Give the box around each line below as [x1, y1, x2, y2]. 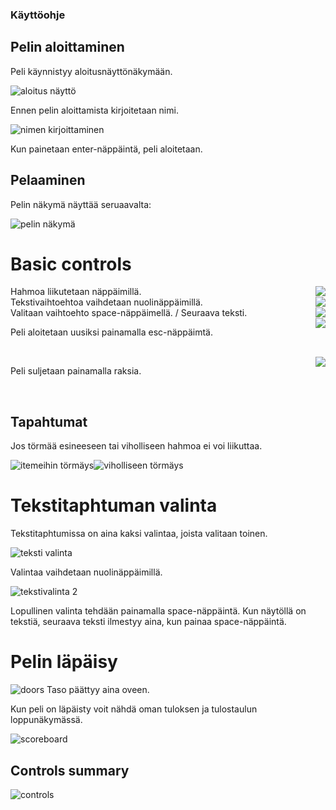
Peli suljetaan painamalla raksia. [10, 365, 142, 377]
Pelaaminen [10, 172, 86, 189]
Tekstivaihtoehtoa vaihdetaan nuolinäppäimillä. [10, 296, 203, 308]
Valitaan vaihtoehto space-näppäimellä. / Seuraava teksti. [10, 307, 248, 319]
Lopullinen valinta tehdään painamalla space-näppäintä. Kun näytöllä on [10, 605, 307, 617]
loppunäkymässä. [10, 714, 83, 726]
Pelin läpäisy [10, 651, 118, 673]
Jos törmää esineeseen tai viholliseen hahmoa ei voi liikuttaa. [10, 440, 263, 452]
